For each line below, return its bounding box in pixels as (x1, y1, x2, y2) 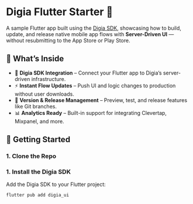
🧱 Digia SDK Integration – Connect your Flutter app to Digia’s (14, 69, 162, 76)
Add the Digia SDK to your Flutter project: (6, 181, 106, 188)
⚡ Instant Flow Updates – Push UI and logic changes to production (14, 82, 176, 89)
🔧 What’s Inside (6, 54, 64, 64)
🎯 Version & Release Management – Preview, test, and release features (14, 96, 188, 104)
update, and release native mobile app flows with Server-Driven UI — (6, 30, 174, 37)
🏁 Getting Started (6, 135, 71, 145)
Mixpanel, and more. (14, 118, 64, 125)
